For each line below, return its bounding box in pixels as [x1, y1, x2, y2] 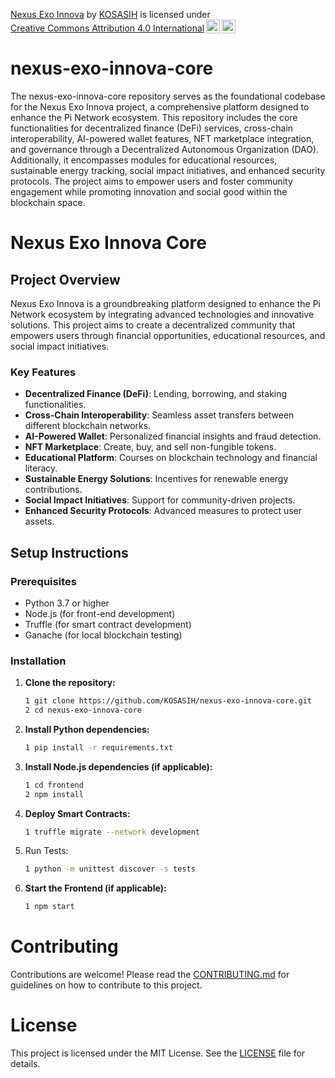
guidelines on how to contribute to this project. [10, 979, 203, 991]
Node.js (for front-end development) [24, 607, 176, 619]
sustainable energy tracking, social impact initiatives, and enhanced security [10, 164, 326, 176]
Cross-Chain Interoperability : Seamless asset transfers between [24, 409, 295, 421]
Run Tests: [24, 845, 69, 857]
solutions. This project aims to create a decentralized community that [10, 319, 296, 331]
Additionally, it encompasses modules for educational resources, [10, 154, 278, 166]
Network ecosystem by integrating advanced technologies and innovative [10, 308, 315, 320]
